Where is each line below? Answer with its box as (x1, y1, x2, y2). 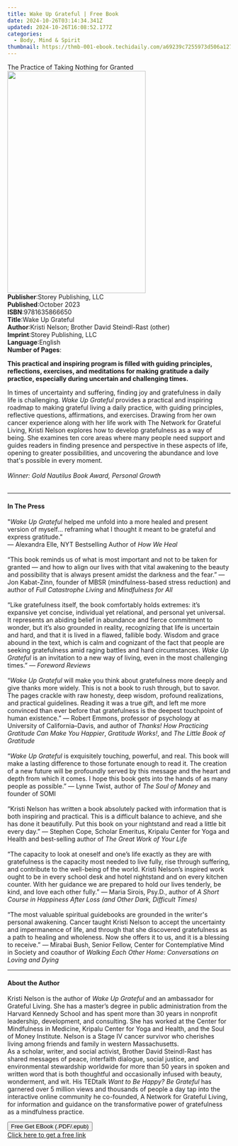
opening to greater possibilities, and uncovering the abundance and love (7, 449, 219, 457)
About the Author (7, 978, 60, 987)
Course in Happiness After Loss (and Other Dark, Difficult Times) (7, 895, 198, 904)
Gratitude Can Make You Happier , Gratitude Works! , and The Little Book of (7, 729, 225, 738)
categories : (7, 30, 42, 38)
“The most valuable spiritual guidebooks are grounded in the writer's (7, 911, 208, 919)
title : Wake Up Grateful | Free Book (7, 10, 119, 18)
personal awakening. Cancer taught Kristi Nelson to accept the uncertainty (7, 918, 225, 926)
